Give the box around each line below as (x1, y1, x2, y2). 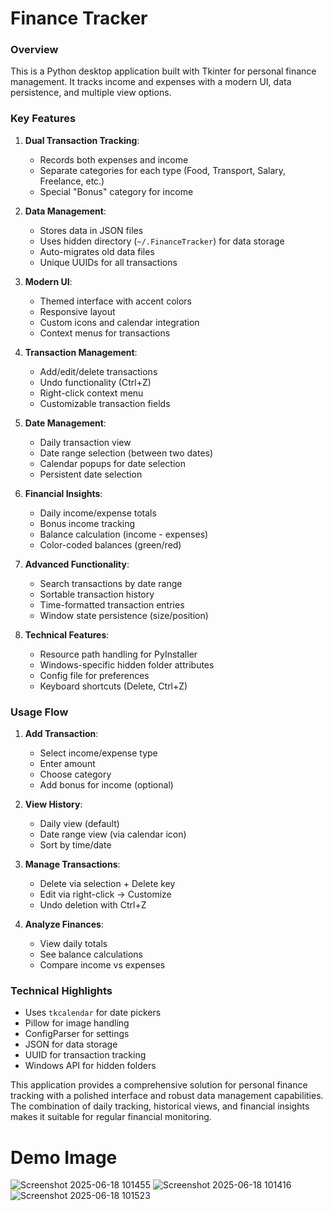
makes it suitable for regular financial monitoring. (10, 1111, 212, 1123)
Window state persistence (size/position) (39, 609, 209, 621)
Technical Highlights (10, 984, 113, 997)
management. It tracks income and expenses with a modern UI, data (10, 76, 292, 88)
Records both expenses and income (39, 153, 189, 166)
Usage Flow (10, 705, 69, 719)
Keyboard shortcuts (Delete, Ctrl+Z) (39, 680, 188, 692)
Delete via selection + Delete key (39, 878, 176, 890)
